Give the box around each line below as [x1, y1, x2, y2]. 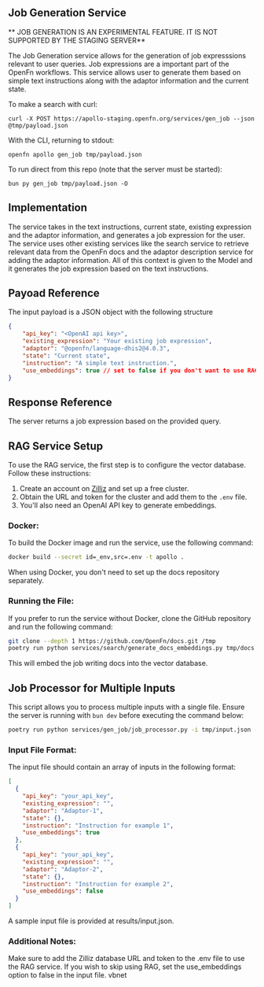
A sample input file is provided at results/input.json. [8, 916, 174, 926]
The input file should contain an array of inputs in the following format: [8, 763, 236, 772]
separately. [8, 576, 45, 586]
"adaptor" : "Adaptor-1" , [22, 807, 104, 815]
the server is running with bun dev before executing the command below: [8, 711, 244, 720]
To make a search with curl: [8, 99, 98, 109]
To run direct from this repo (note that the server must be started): [8, 164, 222, 174]
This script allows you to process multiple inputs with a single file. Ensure [8, 702, 245, 712]
